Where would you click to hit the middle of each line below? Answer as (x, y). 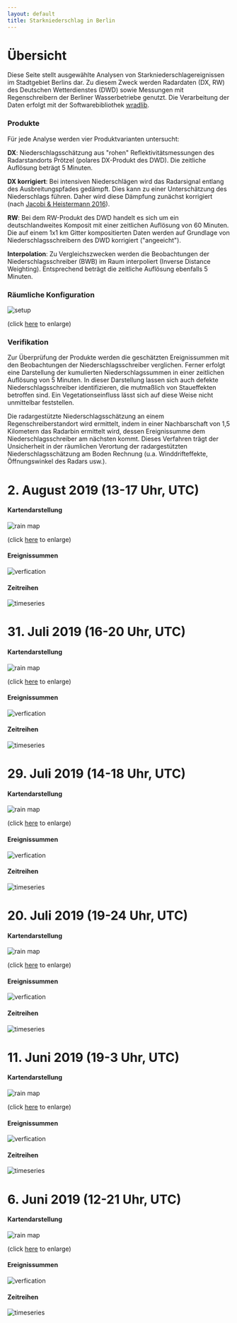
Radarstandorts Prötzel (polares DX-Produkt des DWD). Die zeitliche (107, 160)
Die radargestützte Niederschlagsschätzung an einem (86, 416)
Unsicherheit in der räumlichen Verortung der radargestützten (97, 446)
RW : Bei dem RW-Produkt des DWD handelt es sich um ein (93, 217)
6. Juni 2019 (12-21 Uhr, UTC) (94, 1199)
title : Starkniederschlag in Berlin (61, 21)
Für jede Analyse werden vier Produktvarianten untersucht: (93, 139)
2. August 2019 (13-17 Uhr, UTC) (103, 490)
